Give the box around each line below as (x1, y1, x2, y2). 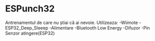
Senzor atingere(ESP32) (5, 30, 55, 36)
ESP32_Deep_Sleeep (5, 24, 48, 30)
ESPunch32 (5, 3, 55, 14)
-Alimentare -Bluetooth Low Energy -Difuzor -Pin (49, 24, 150, 30)
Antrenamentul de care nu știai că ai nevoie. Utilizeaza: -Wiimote (5, 19, 138, 25)
